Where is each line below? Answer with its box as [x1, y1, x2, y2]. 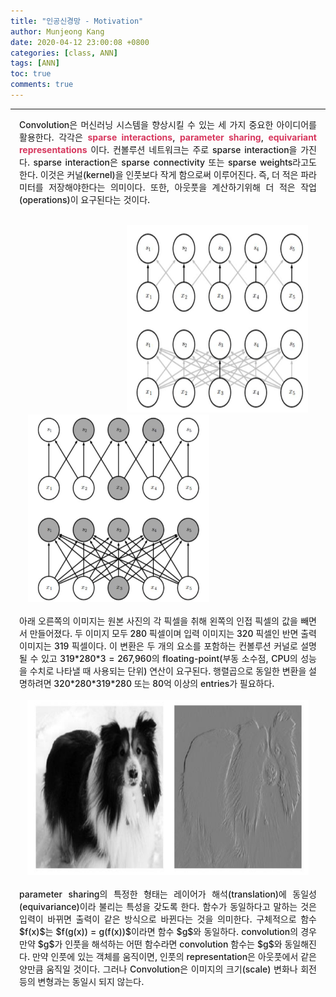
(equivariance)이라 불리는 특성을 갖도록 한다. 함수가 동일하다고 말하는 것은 [19, 900, 317, 912]
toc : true [10, 69, 52, 79]
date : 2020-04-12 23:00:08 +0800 [10, 37, 150, 47]
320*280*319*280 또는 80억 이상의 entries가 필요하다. [53, 677, 275, 689]
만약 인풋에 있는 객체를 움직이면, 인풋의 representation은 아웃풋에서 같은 [31, 950, 317, 962]
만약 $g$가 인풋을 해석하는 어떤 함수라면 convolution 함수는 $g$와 [19, 938, 283, 950]
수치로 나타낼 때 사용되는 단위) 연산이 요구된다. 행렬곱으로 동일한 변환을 [29, 665, 307, 677]
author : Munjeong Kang [10, 26, 105, 37]
